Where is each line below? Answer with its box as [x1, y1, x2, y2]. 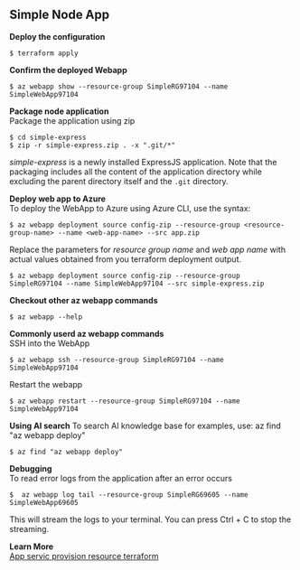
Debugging [9, 463, 52, 473]
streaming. [9, 523, 50, 534]
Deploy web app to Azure [9, 193, 107, 204]
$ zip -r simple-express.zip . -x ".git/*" [9, 140, 176, 150]
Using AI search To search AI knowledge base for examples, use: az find [9, 420, 282, 431]
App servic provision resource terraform [9, 550, 159, 561]
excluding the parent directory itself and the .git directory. [9, 175, 229, 186]
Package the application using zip [9, 115, 136, 126]
